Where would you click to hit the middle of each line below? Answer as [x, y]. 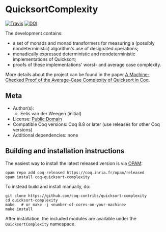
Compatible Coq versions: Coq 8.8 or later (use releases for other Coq [86, 124]
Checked [15, 80]
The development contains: [34, 33]
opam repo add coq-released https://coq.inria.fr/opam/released [75, 173]
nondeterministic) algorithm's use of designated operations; [75, 48]
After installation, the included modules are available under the [71, 218]
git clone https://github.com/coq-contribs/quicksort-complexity [76, 196]
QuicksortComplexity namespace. [40, 224]
